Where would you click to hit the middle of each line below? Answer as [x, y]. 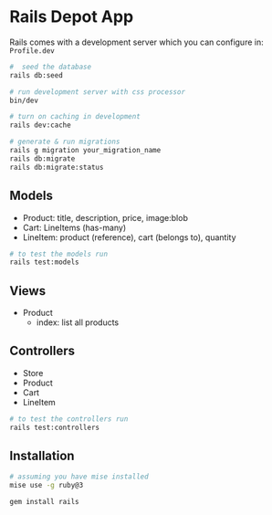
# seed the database [51, 67]
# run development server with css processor [97, 92]
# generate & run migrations [65, 142]
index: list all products [78, 322]
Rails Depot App [72, 17]
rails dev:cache [40, 125]
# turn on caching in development [75, 117]
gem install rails [44, 502]
